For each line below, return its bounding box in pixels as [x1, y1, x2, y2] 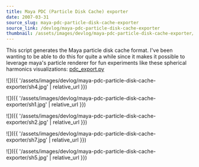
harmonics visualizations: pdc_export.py [6, 66, 105, 73]
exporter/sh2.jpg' [6, 119, 49, 126]
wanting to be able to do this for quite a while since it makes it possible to [6, 53, 185, 60]
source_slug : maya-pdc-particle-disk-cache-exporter [6, 19, 139, 25]
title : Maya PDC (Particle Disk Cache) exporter [6, 8, 129, 15]
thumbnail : [6, 31, 33, 37]
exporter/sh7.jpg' [6, 136, 48, 143]
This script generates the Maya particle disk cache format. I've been [6, 47, 173, 54]
